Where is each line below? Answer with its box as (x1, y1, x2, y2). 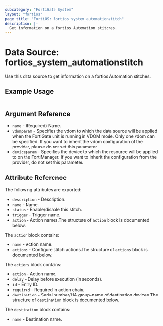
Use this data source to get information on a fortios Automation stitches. (5, 73, 151, 79)
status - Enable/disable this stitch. (12, 207, 82, 212)
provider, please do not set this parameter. (12, 144, 98, 149)
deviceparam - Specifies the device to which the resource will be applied (12, 148, 158, 155)
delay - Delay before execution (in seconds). (12, 276, 103, 282)
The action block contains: (5, 232, 60, 237)
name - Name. (12, 201, 39, 207)
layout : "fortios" (5, 12, 43, 17)
